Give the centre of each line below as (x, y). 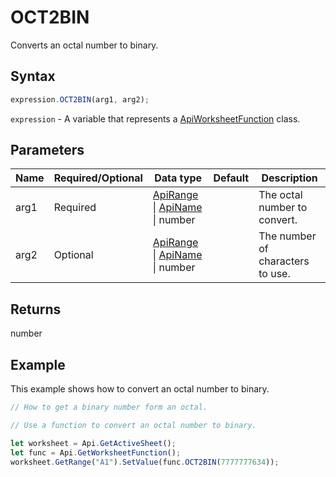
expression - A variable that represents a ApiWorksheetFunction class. (155, 118)
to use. (274, 274)
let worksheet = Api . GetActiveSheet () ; (93, 443)
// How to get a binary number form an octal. (109, 407)
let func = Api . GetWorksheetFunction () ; (96, 452)
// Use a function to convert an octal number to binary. (133, 425)
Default (231, 178)
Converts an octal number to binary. (84, 45)
